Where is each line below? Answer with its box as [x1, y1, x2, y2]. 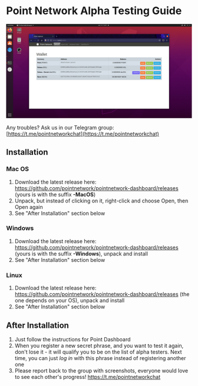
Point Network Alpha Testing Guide [6, 4, 182, 18]
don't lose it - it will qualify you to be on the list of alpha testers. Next [14, 348, 182, 355]
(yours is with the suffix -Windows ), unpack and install [14, 250, 148, 257]
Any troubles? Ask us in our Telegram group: [6, 124, 114, 131]
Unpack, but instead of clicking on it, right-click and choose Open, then [14, 197, 189, 204]
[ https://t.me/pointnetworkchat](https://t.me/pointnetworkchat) [6, 130, 159, 137]
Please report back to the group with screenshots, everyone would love [14, 367, 189, 374]
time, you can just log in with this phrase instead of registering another [14, 354, 187, 361]
